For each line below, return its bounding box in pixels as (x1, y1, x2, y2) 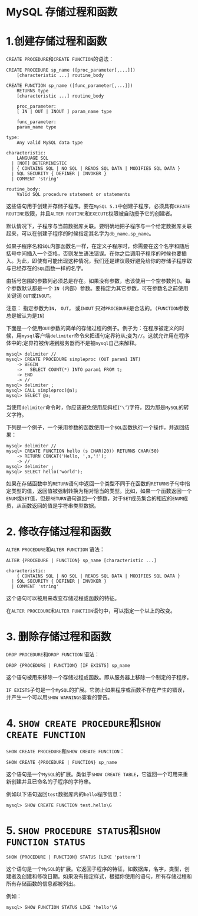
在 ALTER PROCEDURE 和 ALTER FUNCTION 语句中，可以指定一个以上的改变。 (6, 607, 176, 614)
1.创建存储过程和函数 (6, 35, 107, 48)
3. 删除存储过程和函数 (6, 630, 111, 644)
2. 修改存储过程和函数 (6, 525, 111, 538)
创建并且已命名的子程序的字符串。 (11, 778, 94, 785)
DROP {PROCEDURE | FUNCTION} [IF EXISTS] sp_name (6, 663, 131, 669)
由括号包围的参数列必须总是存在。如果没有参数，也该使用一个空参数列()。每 (6, 278, 191, 285)
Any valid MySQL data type (16, 140, 83, 146)
